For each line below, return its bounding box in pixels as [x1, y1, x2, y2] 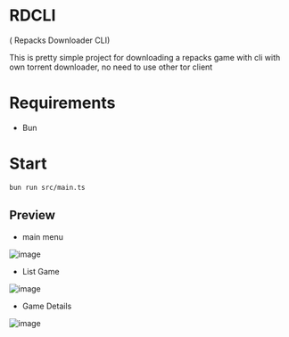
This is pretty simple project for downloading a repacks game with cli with [9, 52, 281, 62]
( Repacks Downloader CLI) [9, 35, 111, 45]
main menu [21, 231, 64, 242]
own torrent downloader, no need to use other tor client [9, 62, 213, 72]
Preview [9, 208, 56, 223]
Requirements [9, 93, 116, 113]
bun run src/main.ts [9, 183, 87, 192]
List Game [21, 266, 60, 276]
